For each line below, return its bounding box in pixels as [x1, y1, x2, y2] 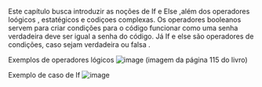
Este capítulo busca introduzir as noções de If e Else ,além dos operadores [8, 7, 250, 16]
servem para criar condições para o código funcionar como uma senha [8, 24, 238, 32]
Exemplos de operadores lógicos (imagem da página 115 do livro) [8, 55, 249, 64]
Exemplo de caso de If [8, 71, 81, 79]
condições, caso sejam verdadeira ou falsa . [8, 40, 151, 49]
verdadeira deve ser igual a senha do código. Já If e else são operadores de [8, 31, 254, 41]
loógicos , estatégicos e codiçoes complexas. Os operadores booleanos [8, 15, 242, 24]
